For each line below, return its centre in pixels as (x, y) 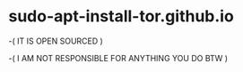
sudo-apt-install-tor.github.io (121, 16)
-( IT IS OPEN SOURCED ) (56, 41)
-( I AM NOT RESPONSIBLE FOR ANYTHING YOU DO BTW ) (118, 58)
